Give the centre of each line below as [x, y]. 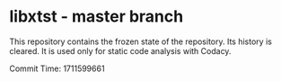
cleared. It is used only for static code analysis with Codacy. [120, 50]
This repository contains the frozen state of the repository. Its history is [140, 41]
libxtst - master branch [97, 17]
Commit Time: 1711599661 [57, 68]
